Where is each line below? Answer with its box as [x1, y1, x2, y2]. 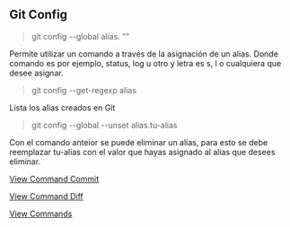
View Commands [9, 208, 73, 219]
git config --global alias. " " [31, 31, 130, 41]
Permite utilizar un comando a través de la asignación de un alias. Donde [9, 48, 278, 59]
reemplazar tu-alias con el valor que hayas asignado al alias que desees [9, 146, 276, 157]
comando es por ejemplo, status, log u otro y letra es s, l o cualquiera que [9, 57, 282, 68]
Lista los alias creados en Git [9, 102, 116, 113]
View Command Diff [9, 190, 83, 201]
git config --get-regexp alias [31, 84, 137, 95]
